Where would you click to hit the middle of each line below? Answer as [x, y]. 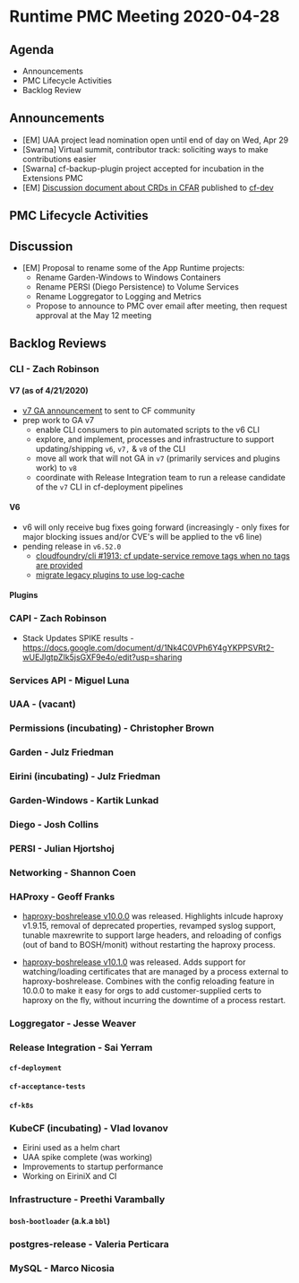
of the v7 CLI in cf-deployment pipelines [109, 487]
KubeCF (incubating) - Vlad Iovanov [89, 1128]
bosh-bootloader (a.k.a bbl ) [60, 1220]
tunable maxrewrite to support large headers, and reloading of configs [152, 935]
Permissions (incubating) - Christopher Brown [112, 728]
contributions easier [59, 159]
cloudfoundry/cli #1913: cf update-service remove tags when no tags [163, 555]
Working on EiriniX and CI [69, 1176]
